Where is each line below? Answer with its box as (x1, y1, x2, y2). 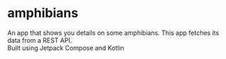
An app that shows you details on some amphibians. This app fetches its (7, 28, 220, 37)
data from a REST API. (7, 36, 72, 44)
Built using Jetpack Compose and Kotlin (7, 43, 124, 52)
